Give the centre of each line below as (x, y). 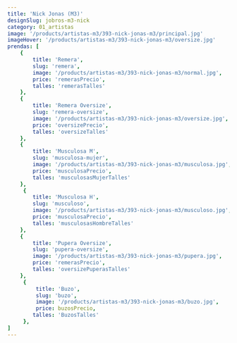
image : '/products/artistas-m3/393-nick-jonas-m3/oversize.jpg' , (131, 118)
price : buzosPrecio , (66, 308)
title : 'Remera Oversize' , (72, 106)
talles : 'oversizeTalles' (71, 132)
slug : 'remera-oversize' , (71, 112)
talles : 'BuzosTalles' (66, 315)
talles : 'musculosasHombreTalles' (83, 223)
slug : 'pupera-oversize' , (71, 250)
